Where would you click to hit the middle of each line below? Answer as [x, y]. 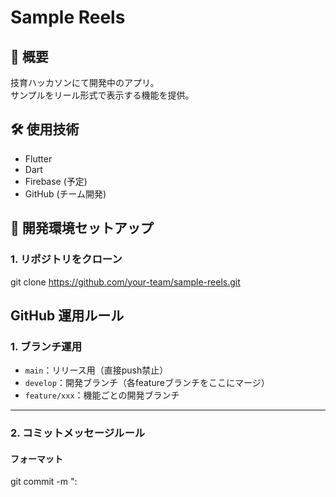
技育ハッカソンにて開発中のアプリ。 [85, 82]
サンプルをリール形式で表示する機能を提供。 [102, 95]
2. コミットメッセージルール [78, 433]
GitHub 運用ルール [67, 315]
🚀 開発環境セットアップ [82, 228]
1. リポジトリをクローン [66, 259]
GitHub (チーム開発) [65, 193]
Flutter [38, 158]
